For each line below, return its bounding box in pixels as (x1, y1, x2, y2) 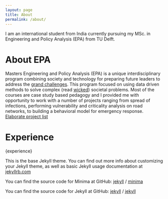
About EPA (5, 54, 51, 65)
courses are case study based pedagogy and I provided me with (5, 92, 139, 98)
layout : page (5, 7, 33, 13)
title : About (5, 12, 33, 17)
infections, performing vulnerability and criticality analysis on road (5, 103, 143, 109)
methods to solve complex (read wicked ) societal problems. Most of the (5, 87, 155, 93)
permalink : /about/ (5, 17, 46, 22)
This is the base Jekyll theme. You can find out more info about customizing (5, 158, 163, 164)
